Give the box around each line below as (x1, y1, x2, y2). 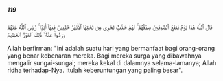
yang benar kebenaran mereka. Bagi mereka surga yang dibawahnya (7, 51, 202, 60)
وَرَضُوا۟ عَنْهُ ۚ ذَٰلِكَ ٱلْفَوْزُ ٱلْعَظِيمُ (7, 30, 65, 38)
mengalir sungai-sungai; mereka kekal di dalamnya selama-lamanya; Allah (7, 58, 217, 67)
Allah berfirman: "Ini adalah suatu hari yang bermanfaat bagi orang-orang (7, 44, 215, 52)
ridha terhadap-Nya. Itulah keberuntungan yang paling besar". (7, 66, 183, 74)
